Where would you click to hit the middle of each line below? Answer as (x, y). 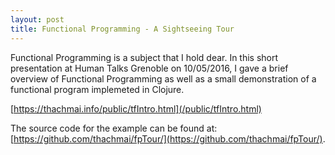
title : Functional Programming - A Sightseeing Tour (122, 29)
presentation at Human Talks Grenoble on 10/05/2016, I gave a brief (149, 68)
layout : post (37, 19)
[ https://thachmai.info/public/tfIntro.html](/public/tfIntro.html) (136, 108)
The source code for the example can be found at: (114, 128)
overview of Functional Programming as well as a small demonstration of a (163, 78)
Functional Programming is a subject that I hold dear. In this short (144, 57)
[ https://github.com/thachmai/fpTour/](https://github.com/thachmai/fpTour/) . (168, 138)
